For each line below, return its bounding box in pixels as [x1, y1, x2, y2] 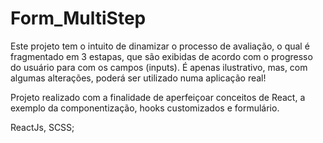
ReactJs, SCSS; [10, 121, 75, 133]
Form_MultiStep [10, 7, 147, 30]
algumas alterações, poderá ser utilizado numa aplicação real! [10, 72, 267, 84]
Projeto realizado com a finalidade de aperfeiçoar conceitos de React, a [10, 91, 306, 103]
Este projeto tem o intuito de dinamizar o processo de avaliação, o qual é [10, 40, 310, 52]
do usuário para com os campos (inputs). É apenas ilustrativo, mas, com [10, 61, 308, 73]
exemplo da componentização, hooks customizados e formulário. [10, 102, 280, 114]
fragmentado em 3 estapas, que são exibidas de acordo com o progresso [10, 50, 313, 62]
